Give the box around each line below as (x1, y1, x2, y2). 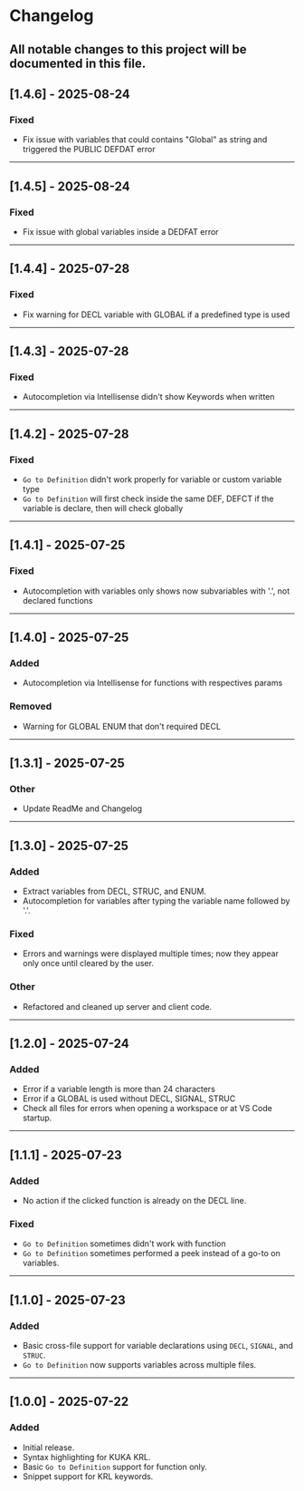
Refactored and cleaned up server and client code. (22, 1001, 213, 1012)
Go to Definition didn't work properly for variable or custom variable (22, 474, 282, 485)
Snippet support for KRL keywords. (22, 1470, 154, 1482)
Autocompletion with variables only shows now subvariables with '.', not (22, 586, 290, 596)
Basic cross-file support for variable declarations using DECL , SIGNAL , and (22, 1341, 294, 1351)
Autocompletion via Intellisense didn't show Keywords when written (22, 392, 275, 402)
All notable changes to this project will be (9, 42, 247, 57)
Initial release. (22, 1442, 75, 1453)
